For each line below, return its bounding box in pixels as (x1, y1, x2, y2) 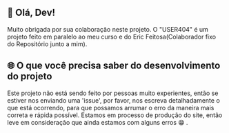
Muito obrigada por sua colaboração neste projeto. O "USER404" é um (7, 25, 209, 33)
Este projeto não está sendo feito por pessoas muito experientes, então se (7, 89, 219, 97)
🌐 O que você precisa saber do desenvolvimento (7, 60, 221, 72)
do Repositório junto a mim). (7, 39, 88, 48)
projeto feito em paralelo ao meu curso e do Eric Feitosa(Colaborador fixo (7, 32, 216, 41)
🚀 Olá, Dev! (7, 7, 56, 19)
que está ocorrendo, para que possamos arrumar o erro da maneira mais (7, 103, 215, 112)
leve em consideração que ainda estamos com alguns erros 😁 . (7, 118, 188, 126)
